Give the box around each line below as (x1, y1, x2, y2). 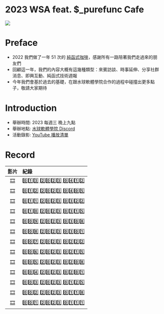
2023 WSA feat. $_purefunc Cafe (5, 4, 144, 15)
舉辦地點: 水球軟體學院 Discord (12, 125, 75, 132)
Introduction (5, 103, 57, 114)
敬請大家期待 (21, 85, 47, 91)
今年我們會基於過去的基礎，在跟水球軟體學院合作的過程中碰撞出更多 (12, 78, 151, 85)
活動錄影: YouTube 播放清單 (12, 132, 69, 138)
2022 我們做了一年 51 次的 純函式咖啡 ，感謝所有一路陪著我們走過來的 (12, 54, 153, 60)
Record (5, 149, 35, 160)
